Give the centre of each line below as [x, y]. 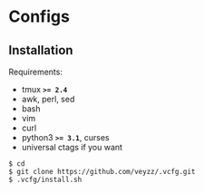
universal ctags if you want [72, 147]
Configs [39, 17]
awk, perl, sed [48, 99]
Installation [41, 50]
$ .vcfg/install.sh [45, 179]
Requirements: [35, 72]
